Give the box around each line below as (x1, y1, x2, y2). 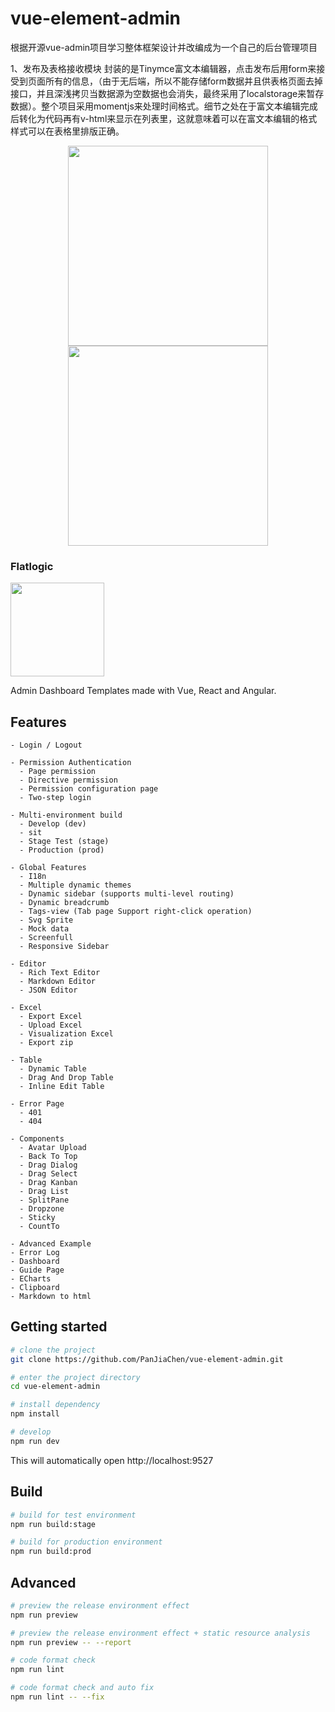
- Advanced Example (10, 1239, 92, 1249)
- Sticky (19, 1213, 56, 1223)
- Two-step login (19, 793, 92, 803)
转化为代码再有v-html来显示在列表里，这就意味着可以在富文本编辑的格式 (18, 112, 318, 124)
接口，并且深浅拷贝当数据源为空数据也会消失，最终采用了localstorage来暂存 (10, 87, 325, 99)
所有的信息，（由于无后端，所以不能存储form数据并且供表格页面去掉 (44, 75, 323, 87)
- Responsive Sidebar (19, 942, 110, 952)
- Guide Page (10, 1265, 65, 1276)
